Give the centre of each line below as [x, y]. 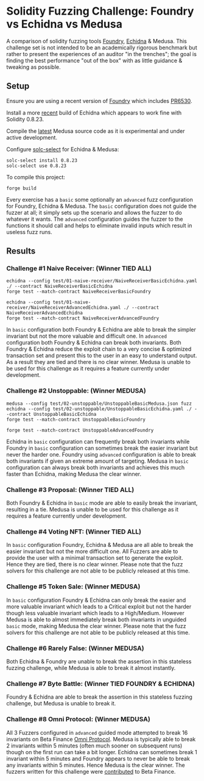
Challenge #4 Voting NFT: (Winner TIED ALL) [74, 532]
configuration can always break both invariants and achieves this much [96, 467]
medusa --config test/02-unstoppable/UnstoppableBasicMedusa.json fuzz [99, 404]
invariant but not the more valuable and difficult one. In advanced [87, 336]
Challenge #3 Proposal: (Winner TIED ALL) [70, 490]
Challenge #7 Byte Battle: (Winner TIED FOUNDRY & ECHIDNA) [100, 683]
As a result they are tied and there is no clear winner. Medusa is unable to [98, 362]
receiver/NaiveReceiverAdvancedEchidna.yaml [64, 308]
